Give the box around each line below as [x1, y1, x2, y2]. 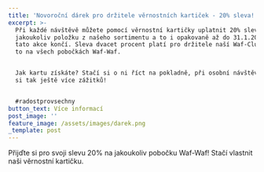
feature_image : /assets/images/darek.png [8, 119, 146, 127]
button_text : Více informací [8, 104, 104, 112]
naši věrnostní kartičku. [8, 156, 84, 166]
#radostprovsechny [15, 97, 76, 105]
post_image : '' [8, 112, 58, 120]
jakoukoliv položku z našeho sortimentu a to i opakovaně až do [15, 33, 230, 42]
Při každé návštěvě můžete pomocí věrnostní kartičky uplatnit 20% [15, 26, 241, 34]
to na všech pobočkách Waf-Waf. [15, 48, 122, 56]
